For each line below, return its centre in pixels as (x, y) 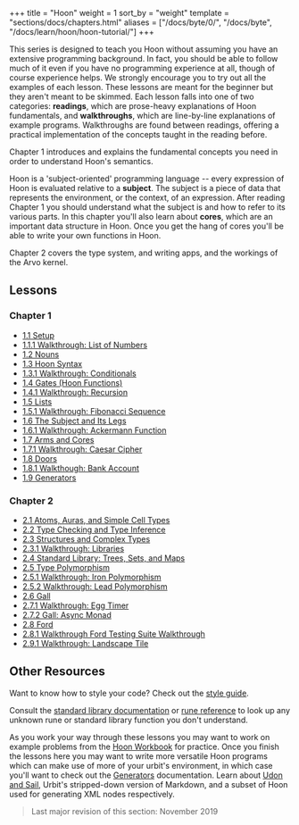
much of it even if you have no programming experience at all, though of (142, 68)
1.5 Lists (37, 402)
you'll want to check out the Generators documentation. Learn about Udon (146, 775)
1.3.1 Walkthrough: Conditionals (79, 373)
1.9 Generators (49, 478)
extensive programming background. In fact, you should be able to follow (144, 58)
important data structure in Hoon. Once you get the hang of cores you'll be (146, 226)
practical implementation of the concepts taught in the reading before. (138, 134)
